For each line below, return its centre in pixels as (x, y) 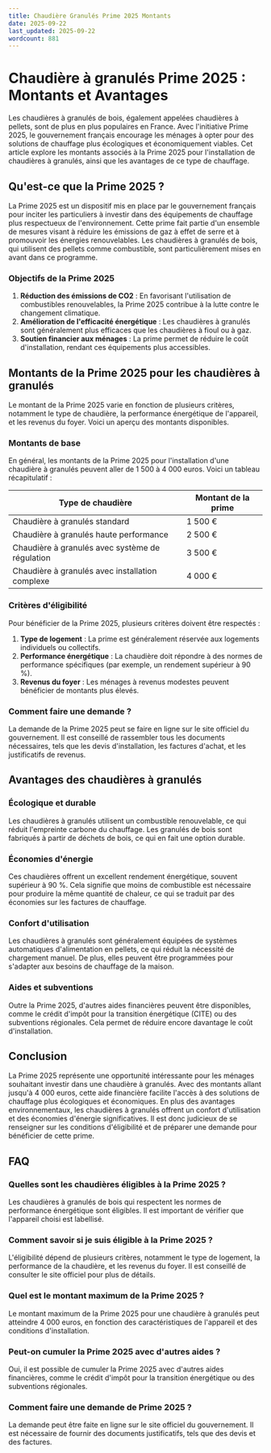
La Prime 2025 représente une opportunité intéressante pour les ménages (131, 1075)
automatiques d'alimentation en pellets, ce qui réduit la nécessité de (121, 949)
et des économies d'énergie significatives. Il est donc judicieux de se (123, 1119)
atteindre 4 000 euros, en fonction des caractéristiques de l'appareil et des (133, 1322)
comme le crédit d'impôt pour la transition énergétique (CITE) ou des (123, 1014)
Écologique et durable (52, 803)
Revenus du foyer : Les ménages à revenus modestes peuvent (125, 682)
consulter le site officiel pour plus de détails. (82, 1275)
